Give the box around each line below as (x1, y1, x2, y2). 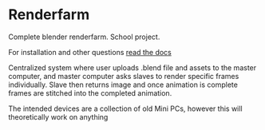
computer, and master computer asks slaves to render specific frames (8, 71, 239, 81)
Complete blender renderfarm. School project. (8, 32, 160, 41)
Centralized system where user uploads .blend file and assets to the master (8, 62, 257, 73)
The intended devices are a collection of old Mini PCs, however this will (8, 104, 243, 113)
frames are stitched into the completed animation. (8, 88, 172, 97)
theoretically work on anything (8, 112, 109, 121)
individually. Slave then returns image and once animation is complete (8, 80, 238, 89)
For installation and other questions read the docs (8, 47, 172, 57)
